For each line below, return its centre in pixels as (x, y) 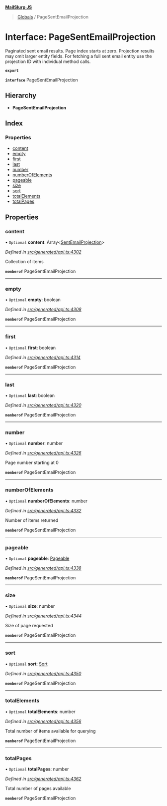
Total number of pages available (38, 789)
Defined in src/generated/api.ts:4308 (43, 310)
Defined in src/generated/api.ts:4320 (43, 405)
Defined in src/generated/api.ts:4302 (43, 252)
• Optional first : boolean (31, 348)
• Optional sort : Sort (26, 664)
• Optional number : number (34, 443)
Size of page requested (29, 626)
